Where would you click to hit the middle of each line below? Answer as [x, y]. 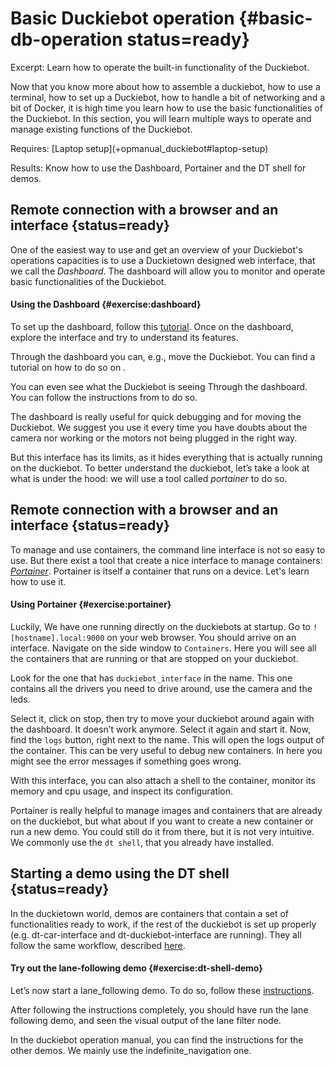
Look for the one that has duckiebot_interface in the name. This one [151, 678]
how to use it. [38, 581]
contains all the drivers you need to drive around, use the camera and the [161, 688]
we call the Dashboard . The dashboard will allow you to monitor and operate [168, 271]
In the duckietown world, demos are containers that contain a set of [150, 913]
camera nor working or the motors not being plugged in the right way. [154, 438]
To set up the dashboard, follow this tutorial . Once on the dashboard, [152, 326]
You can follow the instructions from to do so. [104, 397]
